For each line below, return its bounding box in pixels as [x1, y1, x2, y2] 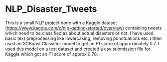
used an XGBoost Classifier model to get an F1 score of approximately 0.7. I [5, 40, 160, 46]
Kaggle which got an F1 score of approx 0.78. [5, 51, 98, 57]
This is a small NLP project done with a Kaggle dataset [5, 20, 117, 26]
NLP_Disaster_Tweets [5, 3, 97, 15]
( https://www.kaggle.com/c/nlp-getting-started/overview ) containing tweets [5, 25, 162, 31]
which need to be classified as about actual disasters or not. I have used [5, 30, 154, 36]
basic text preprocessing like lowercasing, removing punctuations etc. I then [5, 35, 162, 41]
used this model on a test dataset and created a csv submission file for [5, 46, 151, 52]
